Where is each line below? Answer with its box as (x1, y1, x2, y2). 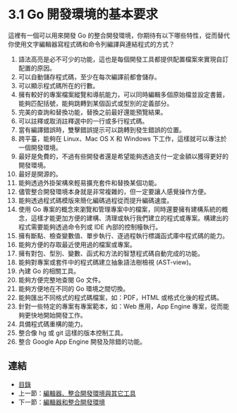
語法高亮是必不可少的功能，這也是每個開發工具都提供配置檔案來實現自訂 (18, 54, 229, 64)
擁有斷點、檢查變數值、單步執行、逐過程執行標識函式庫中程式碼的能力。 (18, 231, 229, 240)
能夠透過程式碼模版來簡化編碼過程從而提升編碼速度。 (18, 196, 174, 205)
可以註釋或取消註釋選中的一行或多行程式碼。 (18, 116, 149, 125)
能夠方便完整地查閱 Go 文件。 (18, 275, 105, 284)
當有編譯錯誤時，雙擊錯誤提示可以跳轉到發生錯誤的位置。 (18, 125, 186, 134)
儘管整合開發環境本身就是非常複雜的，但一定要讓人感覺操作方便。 (18, 187, 210, 196)
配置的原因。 (18, 64, 56, 72)
